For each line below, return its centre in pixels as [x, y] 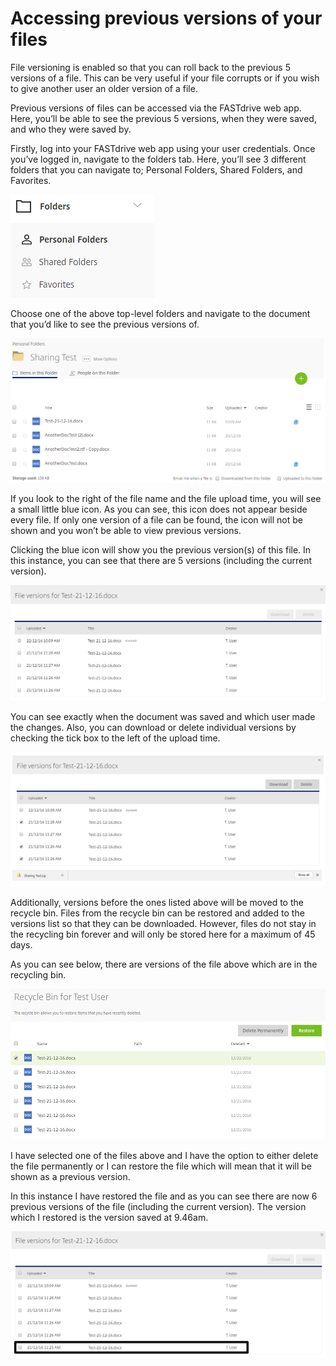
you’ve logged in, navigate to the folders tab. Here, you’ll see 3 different [158, 159]
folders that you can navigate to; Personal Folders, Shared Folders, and [156, 169]
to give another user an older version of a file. [104, 88]
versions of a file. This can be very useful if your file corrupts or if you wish [165, 78]
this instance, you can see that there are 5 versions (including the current [161, 560]
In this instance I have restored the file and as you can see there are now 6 [164, 1196]
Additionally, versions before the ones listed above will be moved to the [157, 903]
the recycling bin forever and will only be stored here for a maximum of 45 [163, 934]
